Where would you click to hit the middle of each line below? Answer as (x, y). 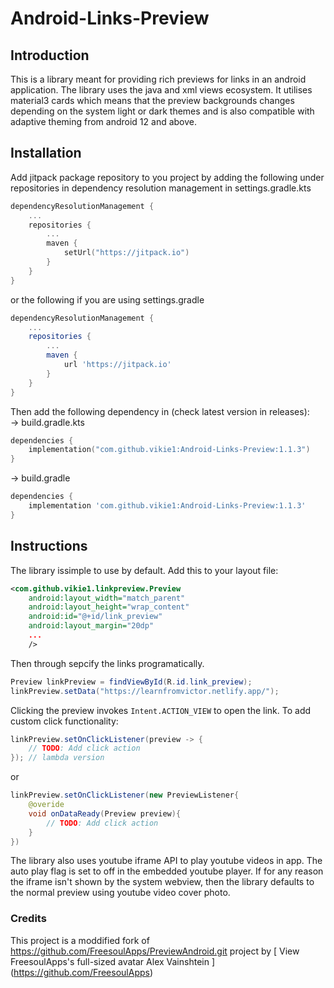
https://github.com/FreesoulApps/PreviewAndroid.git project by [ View (155, 951)
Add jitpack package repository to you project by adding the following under (167, 177)
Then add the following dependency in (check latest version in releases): (160, 411)
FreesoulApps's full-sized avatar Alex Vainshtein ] (113, 961)
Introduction (50, 55)
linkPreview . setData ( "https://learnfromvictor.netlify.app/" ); (145, 691)
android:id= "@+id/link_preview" (95, 617)
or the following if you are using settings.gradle (107, 299)
